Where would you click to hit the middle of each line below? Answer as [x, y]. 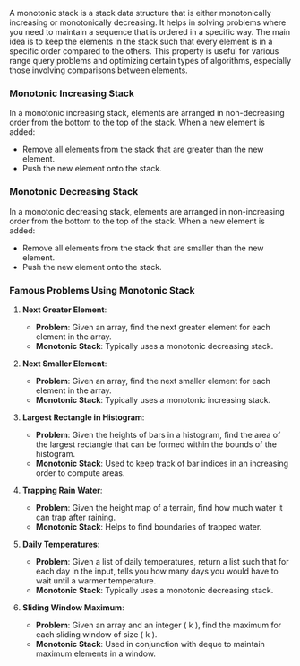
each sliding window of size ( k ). [96, 634]
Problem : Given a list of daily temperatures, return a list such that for [162, 561]
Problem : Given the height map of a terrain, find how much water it [159, 507]
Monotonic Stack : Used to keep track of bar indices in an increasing [162, 463]
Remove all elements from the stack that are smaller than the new [143, 248]
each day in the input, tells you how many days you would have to [157, 571]
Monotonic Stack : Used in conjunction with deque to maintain [150, 644]
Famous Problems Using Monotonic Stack [102, 290]
